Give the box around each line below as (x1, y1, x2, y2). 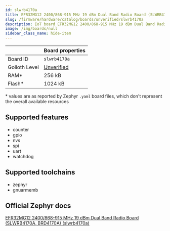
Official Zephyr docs (5, 202, 71, 210)
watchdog (12, 153, 34, 159)
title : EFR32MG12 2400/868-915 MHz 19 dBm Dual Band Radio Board (5, 12, 146, 17)
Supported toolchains (5, 168, 75, 177)
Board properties (44, 47, 86, 54)
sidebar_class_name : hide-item (5, 31, 71, 36)
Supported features (5, 113, 69, 122)
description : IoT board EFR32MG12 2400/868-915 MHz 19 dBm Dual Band (5, 21, 155, 27)
